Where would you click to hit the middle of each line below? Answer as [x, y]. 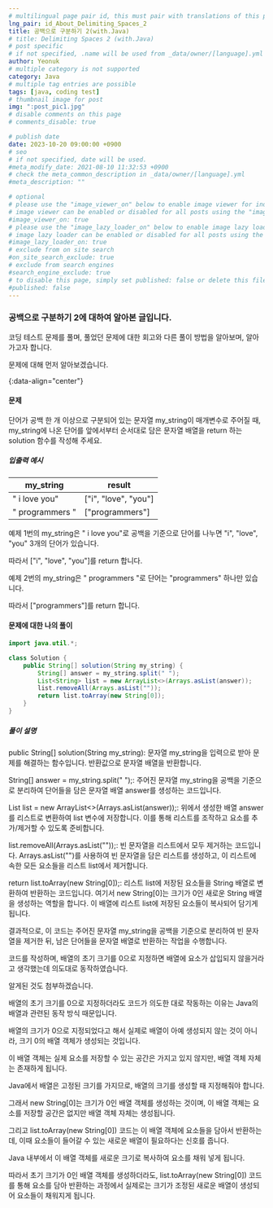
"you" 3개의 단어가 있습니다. [54, 543]
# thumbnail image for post [56, 99]
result [119, 485]
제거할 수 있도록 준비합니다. [61, 828]
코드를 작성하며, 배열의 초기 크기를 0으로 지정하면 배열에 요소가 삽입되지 [122, 958]
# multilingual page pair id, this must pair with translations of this [134, 16]
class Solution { [38, 658]
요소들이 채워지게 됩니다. [56, 1195]
